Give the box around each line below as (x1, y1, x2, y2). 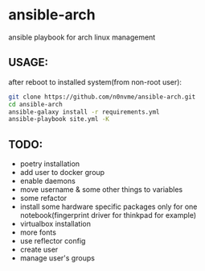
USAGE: (8, 56, 49, 69)
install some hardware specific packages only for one (19, 202, 198, 211)
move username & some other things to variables (19, 185, 183, 194)
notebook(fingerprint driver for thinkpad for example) (19, 211, 197, 220)
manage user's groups (19, 253, 95, 263)
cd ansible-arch (8, 100, 63, 108)
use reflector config (19, 236, 86, 246)
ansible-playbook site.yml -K (8, 115, 110, 123)
